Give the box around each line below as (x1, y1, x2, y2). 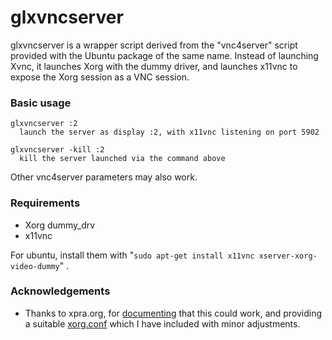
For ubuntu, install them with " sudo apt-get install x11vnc (10, 249, 255, 261)
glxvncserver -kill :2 (10, 145, 105, 155)
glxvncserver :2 (10, 119, 78, 129)
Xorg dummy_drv (24, 219, 96, 231)
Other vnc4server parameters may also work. (10, 171, 198, 183)
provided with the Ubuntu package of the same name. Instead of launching (10, 49, 319, 61)
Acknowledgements (10, 284, 111, 298)
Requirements (10, 196, 81, 210)
